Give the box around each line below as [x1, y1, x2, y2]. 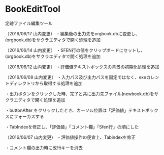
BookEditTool [5, 3, 61, 15]
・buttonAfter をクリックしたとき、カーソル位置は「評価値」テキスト [5, 107, 146, 113]
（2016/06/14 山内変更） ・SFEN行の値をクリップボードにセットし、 [5, 47, 145, 53]
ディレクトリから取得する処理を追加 [9, 80, 83, 86]
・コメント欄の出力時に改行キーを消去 [5, 145, 83, 151]
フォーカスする [13, 113, 44, 119]
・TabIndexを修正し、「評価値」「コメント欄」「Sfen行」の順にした [5, 124, 139, 129]
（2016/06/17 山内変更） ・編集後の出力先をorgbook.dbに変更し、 [5, 30, 140, 36]
